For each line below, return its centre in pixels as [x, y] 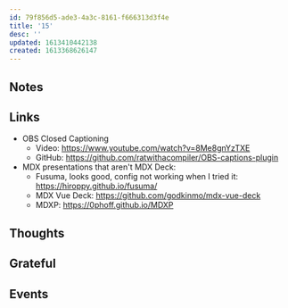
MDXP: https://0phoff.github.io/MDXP [104, 205]
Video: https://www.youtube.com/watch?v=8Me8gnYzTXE [143, 148]
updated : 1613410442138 [53, 42]
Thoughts [37, 233]
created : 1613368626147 [53, 51]
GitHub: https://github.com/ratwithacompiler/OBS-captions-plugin [157, 158]
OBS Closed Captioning [66, 138]
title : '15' [31, 26]
